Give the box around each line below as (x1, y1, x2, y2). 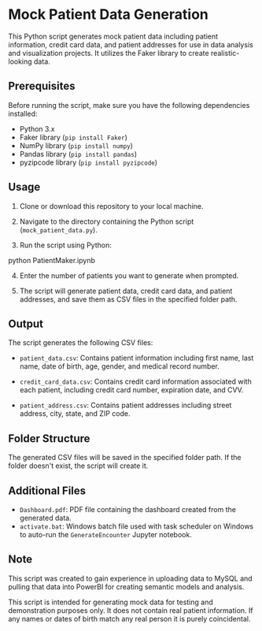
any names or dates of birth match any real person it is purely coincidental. (8, 614, 251, 623)
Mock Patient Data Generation (8, 6, 208, 24)
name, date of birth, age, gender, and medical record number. (19, 362, 220, 371)
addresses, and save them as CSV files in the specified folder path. (19, 294, 238, 304)
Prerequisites (8, 80, 76, 93)
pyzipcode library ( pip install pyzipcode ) (19, 158, 158, 167)
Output (8, 317, 43, 330)
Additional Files (8, 484, 87, 497)
